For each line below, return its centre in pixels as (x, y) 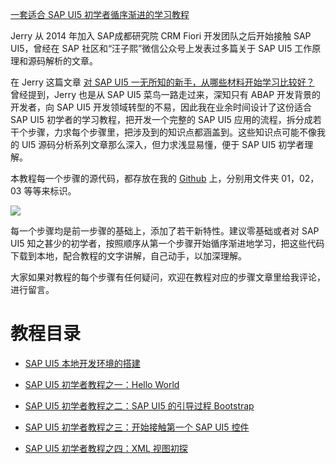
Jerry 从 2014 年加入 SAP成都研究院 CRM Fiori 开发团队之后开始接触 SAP (161, 36)
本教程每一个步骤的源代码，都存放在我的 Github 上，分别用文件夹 (145, 178)
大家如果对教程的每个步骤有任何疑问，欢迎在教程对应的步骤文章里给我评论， (168, 277)
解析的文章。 (71, 61)
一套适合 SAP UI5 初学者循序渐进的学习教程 (100, 14)
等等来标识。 (50, 191)
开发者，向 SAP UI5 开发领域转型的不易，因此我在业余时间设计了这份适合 (161, 107)
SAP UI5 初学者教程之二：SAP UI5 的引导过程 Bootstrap (139, 405)
